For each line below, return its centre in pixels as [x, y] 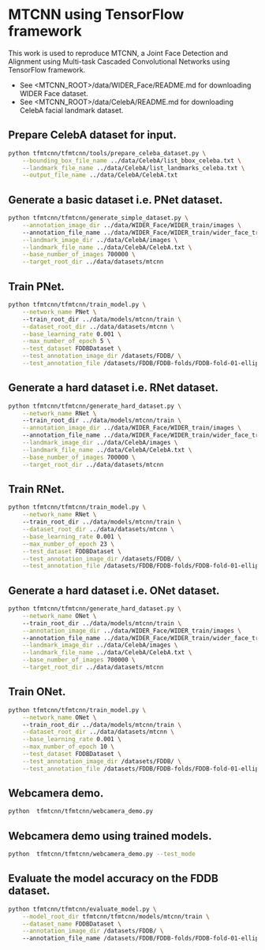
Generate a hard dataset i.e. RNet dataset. [114, 388]
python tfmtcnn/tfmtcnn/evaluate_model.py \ [82, 909]
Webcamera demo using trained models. [110, 836]
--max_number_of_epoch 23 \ [68, 544]
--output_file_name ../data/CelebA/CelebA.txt [100, 175]
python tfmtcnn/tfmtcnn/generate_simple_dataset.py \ [99, 218]
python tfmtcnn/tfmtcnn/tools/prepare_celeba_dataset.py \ [107, 153]
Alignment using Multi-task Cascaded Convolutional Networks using [119, 61]
